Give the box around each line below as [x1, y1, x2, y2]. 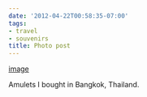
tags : [8, 19, 27, 27]
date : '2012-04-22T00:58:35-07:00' [8, 11, 129, 20]
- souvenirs [8, 34, 49, 43]
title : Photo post [8, 42, 71, 50]
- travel [8, 27, 38, 35]
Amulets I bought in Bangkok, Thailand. [8, 80, 140, 90]
